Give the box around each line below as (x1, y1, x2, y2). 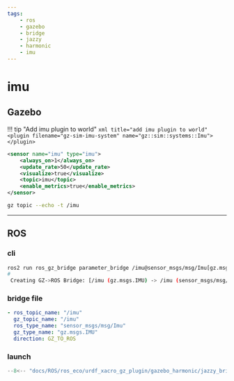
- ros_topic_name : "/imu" (7, 309, 82, 316)
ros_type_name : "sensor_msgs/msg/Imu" (13, 323, 127, 330)
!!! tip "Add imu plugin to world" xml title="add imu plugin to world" (7, 124, 208, 133)
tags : (7, 10, 23, 17)
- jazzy (19, 36, 42, 43)
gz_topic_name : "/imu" (13, 316, 79, 323)
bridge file (7, 293, 43, 303)
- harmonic (19, 42, 52, 49)
